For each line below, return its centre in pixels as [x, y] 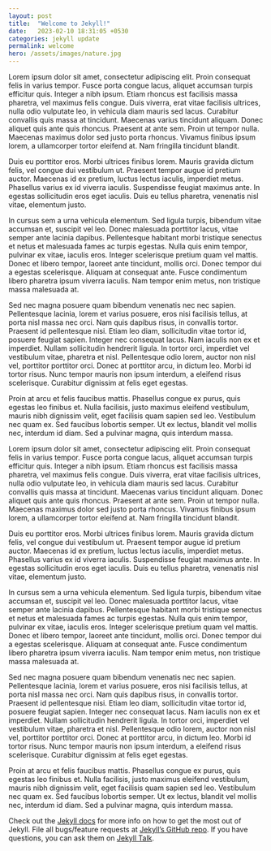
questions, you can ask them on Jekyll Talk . [82, 838]
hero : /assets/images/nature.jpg [65, 54]
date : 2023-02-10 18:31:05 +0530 [69, 31]
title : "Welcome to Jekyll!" [60, 24]
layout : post [30, 16]
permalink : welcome [41, 46]
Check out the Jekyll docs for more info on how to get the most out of [125, 821]
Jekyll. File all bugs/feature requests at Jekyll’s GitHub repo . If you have [128, 829]
